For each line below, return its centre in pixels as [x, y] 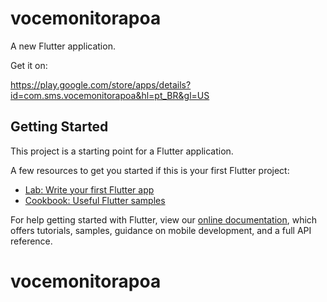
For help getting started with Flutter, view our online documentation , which [164, 219]
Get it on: [29, 65]
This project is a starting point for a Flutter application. [122, 151]
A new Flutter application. [63, 46]
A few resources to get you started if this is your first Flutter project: [150, 170]
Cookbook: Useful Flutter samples [95, 200]
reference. [31, 241]
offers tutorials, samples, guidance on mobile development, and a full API [161, 230]
